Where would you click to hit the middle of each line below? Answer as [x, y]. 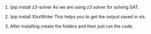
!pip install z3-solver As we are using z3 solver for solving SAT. [74, 7]
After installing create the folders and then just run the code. [72, 26]
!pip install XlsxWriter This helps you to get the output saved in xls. [78, 17]
